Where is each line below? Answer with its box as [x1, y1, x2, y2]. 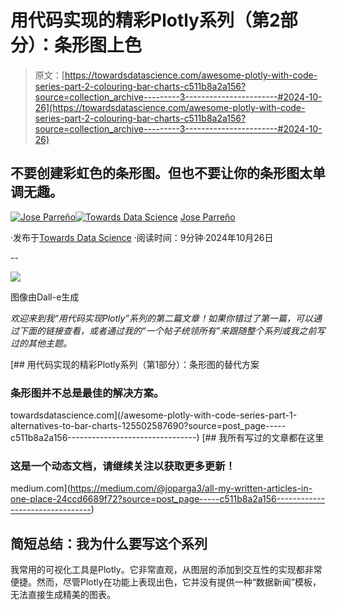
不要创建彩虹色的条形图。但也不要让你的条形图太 [10, 165, 313, 182]
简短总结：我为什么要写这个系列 [10, 535, 208, 552]
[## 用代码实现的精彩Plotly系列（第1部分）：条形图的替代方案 [10, 358, 260, 370]
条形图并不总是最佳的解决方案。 [10, 386, 165, 400]
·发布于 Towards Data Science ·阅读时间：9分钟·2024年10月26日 [10, 231, 274, 243]
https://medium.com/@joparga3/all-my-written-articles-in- [69, 482, 313, 495]
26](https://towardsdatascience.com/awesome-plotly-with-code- [34, 101, 306, 113]
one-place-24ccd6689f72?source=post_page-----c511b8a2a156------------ [10, 493, 326, 505]
